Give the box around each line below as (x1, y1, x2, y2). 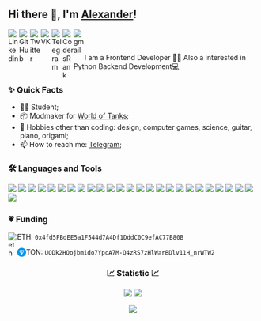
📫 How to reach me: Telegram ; (19, 140, 123, 149)
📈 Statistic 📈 (106, 267, 160, 278)
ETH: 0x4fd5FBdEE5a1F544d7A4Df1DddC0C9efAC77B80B (17, 232, 184, 241)
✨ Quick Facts (8, 84, 64, 95)
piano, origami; (19, 131, 69, 141)
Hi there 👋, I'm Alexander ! (8, 8, 137, 21)
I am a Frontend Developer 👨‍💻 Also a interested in (84, 52, 247, 62)
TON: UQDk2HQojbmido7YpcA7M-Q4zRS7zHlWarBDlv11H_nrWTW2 (26, 247, 215, 257)
